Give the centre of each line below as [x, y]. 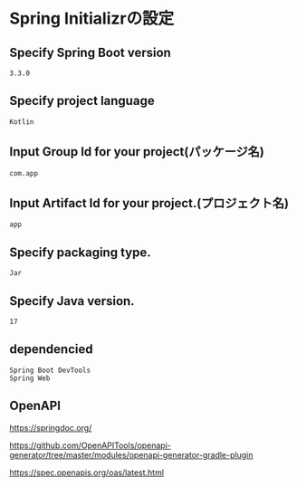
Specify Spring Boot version [91, 52]
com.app [24, 173]
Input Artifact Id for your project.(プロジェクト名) [149, 203]
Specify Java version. [72, 301]
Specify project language [82, 101]
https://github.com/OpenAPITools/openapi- [91, 445]
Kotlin [22, 122]
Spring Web [30, 378]
